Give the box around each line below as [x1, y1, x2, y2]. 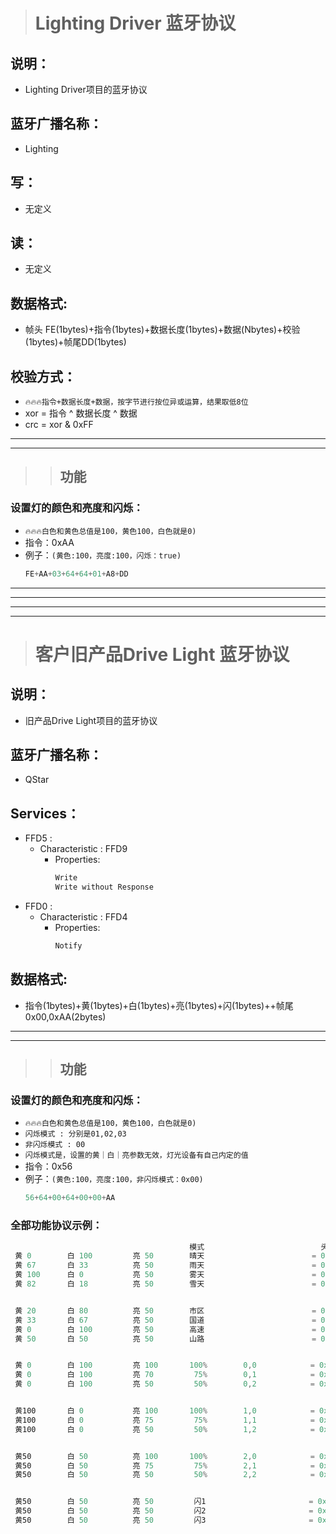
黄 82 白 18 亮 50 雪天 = [14, 1279, 317, 1289]
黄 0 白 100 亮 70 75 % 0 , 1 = [14, 1370, 315, 1380]
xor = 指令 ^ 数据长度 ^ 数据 [24, 407, 138, 419]
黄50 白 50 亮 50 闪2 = [14, 1506, 314, 1516]
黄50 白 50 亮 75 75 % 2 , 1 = [14, 1460, 315, 1471]
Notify [54, 941, 83, 951]
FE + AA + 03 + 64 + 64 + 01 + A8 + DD [24, 569, 129, 579]
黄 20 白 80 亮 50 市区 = [14, 1305, 317, 1316]
